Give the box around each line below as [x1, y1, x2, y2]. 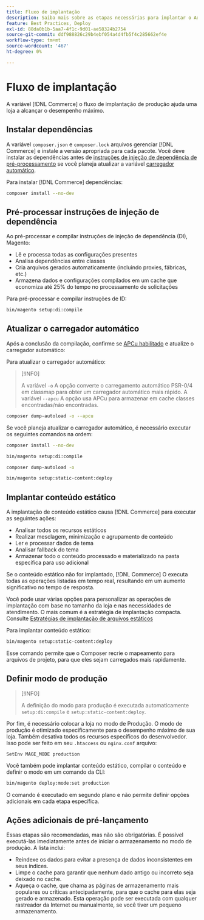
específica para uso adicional [15, 559, 89, 567]
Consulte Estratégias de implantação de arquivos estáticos [6, 615, 154, 622]
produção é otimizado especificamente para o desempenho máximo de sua [6, 726, 195, 734]
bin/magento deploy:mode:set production [6, 780, 110, 786]
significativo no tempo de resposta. [6, 584, 95, 591]
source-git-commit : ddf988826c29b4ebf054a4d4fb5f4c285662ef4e [6, 32, 167, 38]
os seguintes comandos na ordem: [6, 430, 93, 437]
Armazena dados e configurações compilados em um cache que [15, 277, 177, 284]
